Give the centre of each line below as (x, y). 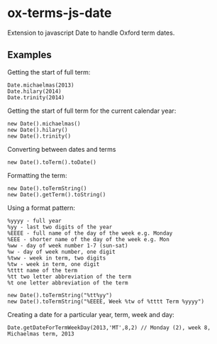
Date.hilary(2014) (34, 91)
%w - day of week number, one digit (61, 252)
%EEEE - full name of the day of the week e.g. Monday (90, 233)
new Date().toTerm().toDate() (52, 162)
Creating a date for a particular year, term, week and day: (91, 314)
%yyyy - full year (34, 221)
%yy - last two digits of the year (60, 227)
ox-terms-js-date (60, 13)
